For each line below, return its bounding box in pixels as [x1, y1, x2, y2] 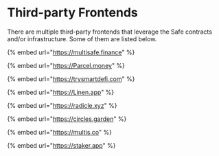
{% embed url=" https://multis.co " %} [7, 128, 112, 136]
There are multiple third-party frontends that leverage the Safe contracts [7, 27, 213, 36]
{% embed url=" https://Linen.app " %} [7, 88, 115, 96]
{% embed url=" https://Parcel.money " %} [7, 61, 126, 69]
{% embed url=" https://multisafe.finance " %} [7, 48, 135, 56]
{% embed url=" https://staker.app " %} [7, 141, 116, 149]
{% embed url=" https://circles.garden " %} [7, 115, 127, 123]
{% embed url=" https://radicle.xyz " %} [7, 101, 117, 109]
